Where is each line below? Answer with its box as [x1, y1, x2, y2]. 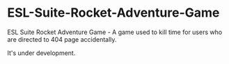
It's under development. [7, 49, 76, 57]
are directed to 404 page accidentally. [7, 35, 117, 43]
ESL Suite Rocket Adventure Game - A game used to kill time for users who [7, 28, 223, 36]
